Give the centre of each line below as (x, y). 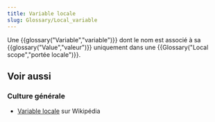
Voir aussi (29, 76)
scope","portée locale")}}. (44, 54)
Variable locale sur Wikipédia (59, 111)
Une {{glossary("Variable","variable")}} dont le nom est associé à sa (104, 40)
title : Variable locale (42, 14)
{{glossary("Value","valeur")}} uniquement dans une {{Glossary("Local (108, 47)
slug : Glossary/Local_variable (52, 20)
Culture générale (36, 96)
